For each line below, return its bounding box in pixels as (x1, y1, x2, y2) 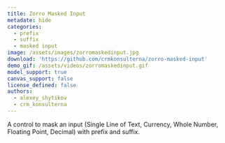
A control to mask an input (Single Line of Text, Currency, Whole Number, (7, 120, 219, 128)
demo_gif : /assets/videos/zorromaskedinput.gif (7, 62, 149, 69)
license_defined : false (7, 82, 77, 89)
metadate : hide (7, 17, 52, 24)
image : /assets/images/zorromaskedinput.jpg (7, 50, 139, 57)
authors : (7, 88, 33, 95)
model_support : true (7, 68, 68, 75)
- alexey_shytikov (13, 95, 68, 102)
